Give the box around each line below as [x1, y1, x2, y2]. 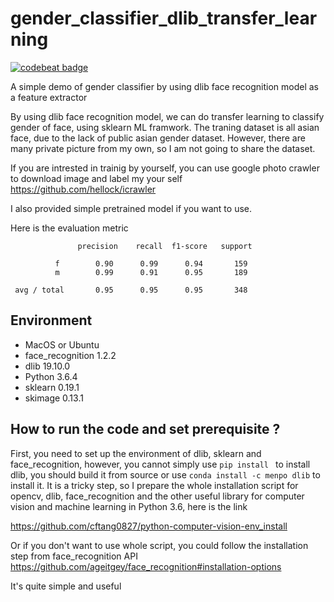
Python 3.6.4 [24, 370, 78, 382]
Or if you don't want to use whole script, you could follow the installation [10, 539, 309, 551]
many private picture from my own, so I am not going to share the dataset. [10, 142, 316, 154]
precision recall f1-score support [77, 241, 253, 251]
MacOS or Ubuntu [24, 338, 100, 351]
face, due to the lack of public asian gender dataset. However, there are [10, 132, 306, 144]
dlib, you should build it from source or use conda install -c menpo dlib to [10, 468, 321, 481]
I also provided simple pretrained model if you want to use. [10, 202, 253, 214]
